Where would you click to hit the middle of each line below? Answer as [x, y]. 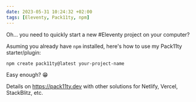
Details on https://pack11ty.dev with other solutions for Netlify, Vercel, [92, 86]
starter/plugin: [24, 52]
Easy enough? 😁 [27, 74]
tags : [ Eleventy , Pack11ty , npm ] [48, 17]
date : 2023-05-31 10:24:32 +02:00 [49, 12]
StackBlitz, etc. [25, 92]
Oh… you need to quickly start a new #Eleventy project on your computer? [98, 34]
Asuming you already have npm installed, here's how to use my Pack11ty [94, 46]
